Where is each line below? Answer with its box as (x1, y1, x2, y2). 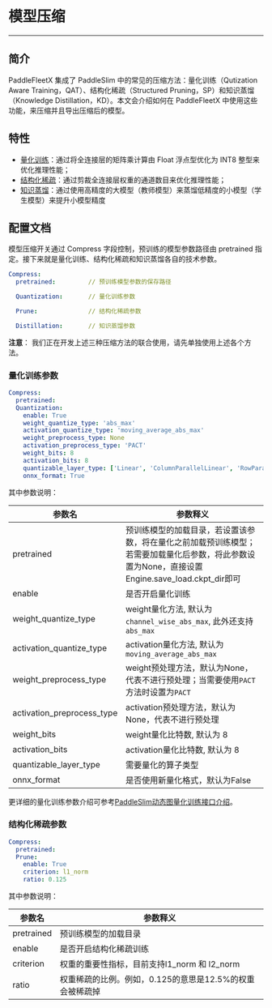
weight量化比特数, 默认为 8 (125, 728, 228, 740)
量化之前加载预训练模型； (157, 536, 256, 548)
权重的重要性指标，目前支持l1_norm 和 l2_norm (59, 959, 240, 970)
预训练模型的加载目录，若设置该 (125, 524, 248, 536)
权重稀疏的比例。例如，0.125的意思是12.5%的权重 (59, 974, 255, 985)
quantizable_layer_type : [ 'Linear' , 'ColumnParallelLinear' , (23, 463, 233, 472)
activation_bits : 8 (23, 456, 89, 464)
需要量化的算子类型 (125, 759, 199, 771)
